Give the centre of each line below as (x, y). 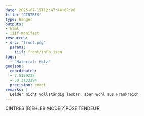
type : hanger (19, 19)
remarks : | (17, 90)
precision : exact (28, 85)
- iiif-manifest (22, 33)
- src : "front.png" (26, 43)
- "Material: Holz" (30, 62)
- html (12, 29)
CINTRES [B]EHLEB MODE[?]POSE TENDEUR (52, 108)
